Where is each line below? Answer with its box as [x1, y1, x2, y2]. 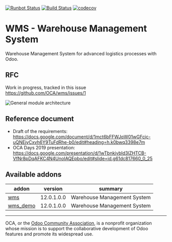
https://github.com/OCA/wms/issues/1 [5, 90, 86, 96]
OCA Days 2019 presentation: [12, 144, 75, 150]
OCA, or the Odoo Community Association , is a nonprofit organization [5, 220, 152, 226]
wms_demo [8, 202, 36, 209]
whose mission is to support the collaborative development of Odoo [5, 226, 148, 232]
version [44, 185, 63, 192]
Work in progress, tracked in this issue [5, 84, 87, 91]
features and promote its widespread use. [5, 231, 94, 237]
